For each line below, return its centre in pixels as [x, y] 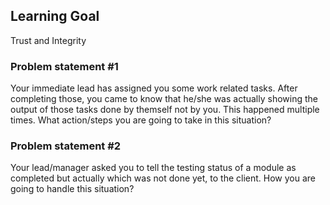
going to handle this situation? [72, 189]
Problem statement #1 [64, 66]
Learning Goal [55, 16]
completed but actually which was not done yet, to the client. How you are [163, 178]
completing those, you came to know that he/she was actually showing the [164, 99]
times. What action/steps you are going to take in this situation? [141, 120]
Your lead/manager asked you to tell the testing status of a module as [153, 168]
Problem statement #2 [66, 146]
